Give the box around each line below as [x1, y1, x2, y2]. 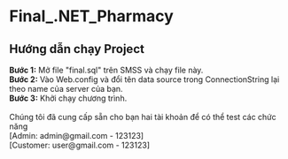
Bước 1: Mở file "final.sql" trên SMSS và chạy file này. [9, 64, 204, 75]
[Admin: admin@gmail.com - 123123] [9, 131, 144, 140]
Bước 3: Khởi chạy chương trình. [9, 93, 128, 103]
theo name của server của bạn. [9, 84, 123, 94]
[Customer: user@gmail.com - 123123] [9, 140, 151, 150]
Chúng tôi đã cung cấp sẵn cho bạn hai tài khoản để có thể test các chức [9, 112, 276, 122]
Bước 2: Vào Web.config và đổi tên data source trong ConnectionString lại [9, 74, 280, 85]
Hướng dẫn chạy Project [9, 42, 144, 57]
